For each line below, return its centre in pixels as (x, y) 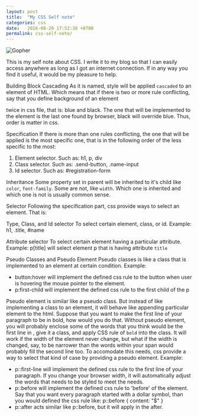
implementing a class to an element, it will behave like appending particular (98, 308)
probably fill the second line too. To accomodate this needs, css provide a (96, 351)
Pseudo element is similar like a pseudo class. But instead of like (85, 301)
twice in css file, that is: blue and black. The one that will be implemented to (98, 110)
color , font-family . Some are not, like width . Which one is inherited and (94, 188)
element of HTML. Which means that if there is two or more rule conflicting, (98, 92)
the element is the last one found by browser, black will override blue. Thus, (98, 117)
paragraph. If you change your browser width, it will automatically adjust (103, 376)
